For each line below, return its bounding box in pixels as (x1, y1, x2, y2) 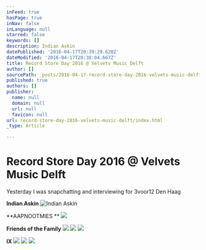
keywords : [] (6, 37, 40, 44)
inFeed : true (6, 9, 40, 15)
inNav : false (6, 20, 40, 26)
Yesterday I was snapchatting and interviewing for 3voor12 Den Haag (6, 188, 181, 195)
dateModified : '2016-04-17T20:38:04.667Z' (6, 55, 116, 61)
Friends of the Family (6, 225, 61, 233)
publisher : (6, 89, 34, 95)
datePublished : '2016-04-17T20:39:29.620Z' (6, 49, 120, 55)
